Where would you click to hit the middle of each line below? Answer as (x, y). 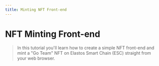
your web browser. (36, 58)
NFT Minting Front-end (53, 34)
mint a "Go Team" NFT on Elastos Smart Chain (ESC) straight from (84, 53)
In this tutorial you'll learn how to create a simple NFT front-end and (86, 48)
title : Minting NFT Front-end (36, 10)
